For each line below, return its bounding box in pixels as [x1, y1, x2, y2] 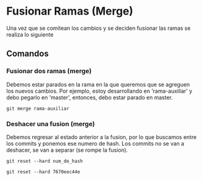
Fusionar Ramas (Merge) [6, 4, 134, 18]
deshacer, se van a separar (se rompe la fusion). [6, 146, 128, 154]
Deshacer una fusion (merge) [6, 119, 95, 128]
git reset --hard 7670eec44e [6, 169, 80, 175]
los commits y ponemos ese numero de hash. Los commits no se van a [6, 140, 185, 147]
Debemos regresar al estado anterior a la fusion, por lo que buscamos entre [6, 133, 197, 141]
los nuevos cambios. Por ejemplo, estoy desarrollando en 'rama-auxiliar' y [6, 87, 193, 94]
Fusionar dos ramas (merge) [6, 67, 92, 76]
